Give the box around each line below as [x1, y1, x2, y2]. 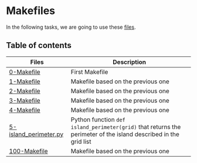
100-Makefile [9, 147, 48, 155]
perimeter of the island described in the [70, 130, 180, 138]
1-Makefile [9, 77, 40, 86]
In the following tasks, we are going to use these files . [6, 23, 136, 30]
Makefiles [6, 4, 56, 18]
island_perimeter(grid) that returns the [70, 123, 181, 131]
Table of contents [6, 40, 72, 50]
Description [113, 57, 147, 66]
